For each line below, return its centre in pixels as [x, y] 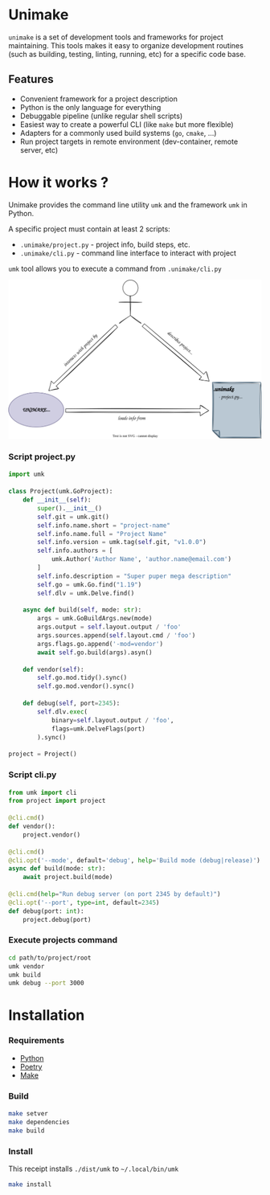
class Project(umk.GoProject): [61, 492]
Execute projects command [63, 940]
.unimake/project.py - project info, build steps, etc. [105, 244]
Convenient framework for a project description [99, 99]
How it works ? [59, 182]
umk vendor [27, 966]
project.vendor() [52, 835]
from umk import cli [43, 792]
